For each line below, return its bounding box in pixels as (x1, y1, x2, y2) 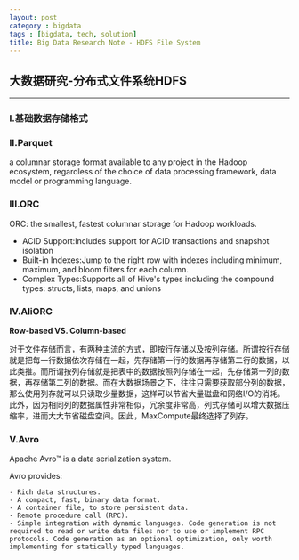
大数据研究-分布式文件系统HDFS (9, 73, 187, 88)
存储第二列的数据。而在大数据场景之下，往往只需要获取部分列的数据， (32, 377, 290, 387)
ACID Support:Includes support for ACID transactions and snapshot (21, 235, 270, 246)
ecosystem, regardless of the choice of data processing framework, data (9, 166, 277, 177)
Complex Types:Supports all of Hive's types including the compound (21, 273, 274, 284)
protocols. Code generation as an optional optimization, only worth (9, 535, 273, 544)
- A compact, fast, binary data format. (9, 496, 162, 505)
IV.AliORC (9, 304, 53, 317)
